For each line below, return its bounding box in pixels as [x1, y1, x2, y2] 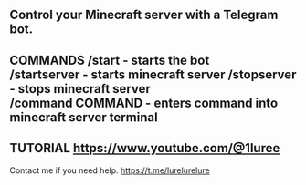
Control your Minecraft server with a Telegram [9, 7, 279, 23]
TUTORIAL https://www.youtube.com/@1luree [9, 140, 280, 156]
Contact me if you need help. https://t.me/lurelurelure [9, 164, 210, 176]
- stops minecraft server [9, 81, 151, 97]
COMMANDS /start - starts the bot [9, 52, 210, 67]
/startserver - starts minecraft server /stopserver [9, 67, 297, 82]
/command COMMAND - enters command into [9, 95, 279, 110]
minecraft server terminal [9, 109, 158, 125]
